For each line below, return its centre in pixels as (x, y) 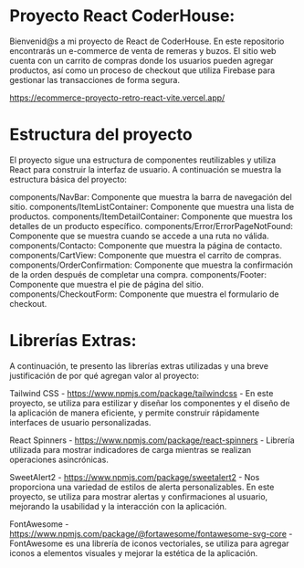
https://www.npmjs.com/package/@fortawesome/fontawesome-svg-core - (151, 533)
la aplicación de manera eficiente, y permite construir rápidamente (135, 413)
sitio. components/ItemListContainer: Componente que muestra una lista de (152, 206)
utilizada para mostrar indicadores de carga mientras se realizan (131, 449)
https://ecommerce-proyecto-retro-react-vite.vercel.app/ (117, 98)
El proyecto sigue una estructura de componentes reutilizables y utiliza (143, 160)
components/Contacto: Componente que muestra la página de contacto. (146, 245)
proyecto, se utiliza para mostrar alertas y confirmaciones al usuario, (139, 496)
